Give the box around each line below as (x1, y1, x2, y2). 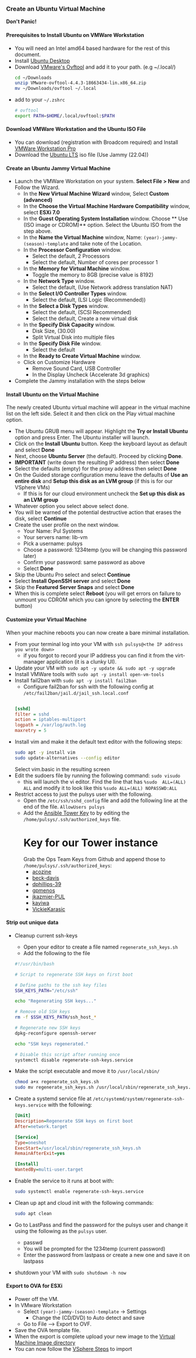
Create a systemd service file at (14, 1095, 92, 1102)
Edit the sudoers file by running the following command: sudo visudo (14, 772, 181, 779)
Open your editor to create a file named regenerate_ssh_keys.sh (23, 943, 178, 950)
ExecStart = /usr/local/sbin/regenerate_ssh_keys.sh (14, 1145, 141, 1151)
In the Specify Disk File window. (23, 340, 102, 347)
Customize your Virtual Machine (6, 616, 87, 623)
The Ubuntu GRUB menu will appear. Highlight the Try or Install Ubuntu (14, 428, 188, 435)
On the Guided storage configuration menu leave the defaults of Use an (14, 472, 188, 479)
